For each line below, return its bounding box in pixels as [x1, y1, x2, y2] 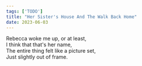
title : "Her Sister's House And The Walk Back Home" [6, 14, 137, 20]
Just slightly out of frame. [6, 53, 68, 61]
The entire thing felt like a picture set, [6, 47, 96, 54]
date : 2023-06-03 [6, 19, 49, 25]
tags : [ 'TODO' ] [6, 8, 43, 14]
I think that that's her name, [6, 41, 72, 48]
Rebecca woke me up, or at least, [6, 35, 86, 42]
